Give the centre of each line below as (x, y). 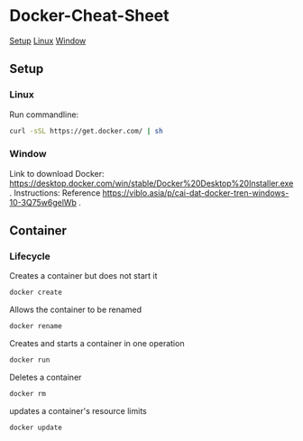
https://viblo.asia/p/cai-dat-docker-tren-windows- (196, 193)
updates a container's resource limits (78, 410)
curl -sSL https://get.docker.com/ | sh (87, 131)
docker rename (36, 326)
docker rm (28, 394)
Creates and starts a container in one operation (97, 344)
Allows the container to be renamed (76, 310)
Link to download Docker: (57, 173)
